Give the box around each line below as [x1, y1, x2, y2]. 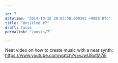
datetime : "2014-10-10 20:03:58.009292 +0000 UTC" [5, 16, 111, 21]
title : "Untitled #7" [5, 21, 50, 25]
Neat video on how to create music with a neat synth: [5, 47, 113, 53]
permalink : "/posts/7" [5, 30, 52, 35]
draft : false [5, 25, 32, 30]
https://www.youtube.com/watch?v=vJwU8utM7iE [5, 52, 107, 59]
